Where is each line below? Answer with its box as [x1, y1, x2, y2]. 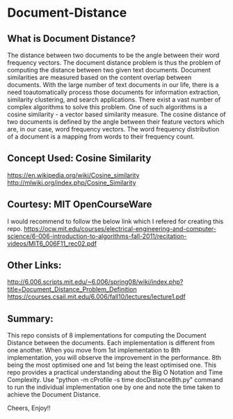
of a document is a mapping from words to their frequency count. [7, 132, 195, 141]
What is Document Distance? [7, 33, 136, 45]
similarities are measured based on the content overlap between [7, 73, 192, 81]
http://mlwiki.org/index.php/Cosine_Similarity [7, 178, 137, 187]
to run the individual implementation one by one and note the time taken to [7, 383, 220, 391]
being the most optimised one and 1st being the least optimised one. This [7, 361, 217, 370]
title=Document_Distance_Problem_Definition [7, 285, 137, 294]
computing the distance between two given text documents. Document [7, 66, 211, 74]
